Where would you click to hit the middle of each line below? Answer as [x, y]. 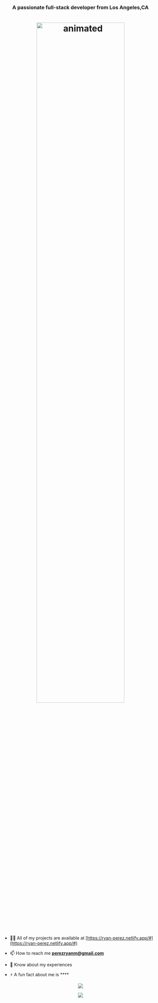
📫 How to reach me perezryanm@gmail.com [57, 953]
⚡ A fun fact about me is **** [39, 974]
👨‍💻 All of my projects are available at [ [48, 938]
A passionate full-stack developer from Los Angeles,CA [80, 7]
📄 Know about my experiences [41, 964]
